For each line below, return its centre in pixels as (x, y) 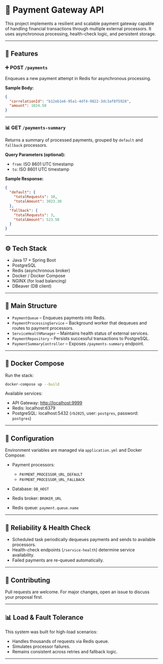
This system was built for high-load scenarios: (51, 632)
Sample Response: (24, 179)
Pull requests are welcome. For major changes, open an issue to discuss (77, 592)
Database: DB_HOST (31, 489)
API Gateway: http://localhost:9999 (47, 403)
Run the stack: (19, 375)
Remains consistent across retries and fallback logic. (65, 651)
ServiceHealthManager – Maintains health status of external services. (80, 333)
